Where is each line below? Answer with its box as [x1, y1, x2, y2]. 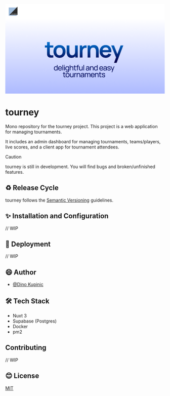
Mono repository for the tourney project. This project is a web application [5, 123, 158, 129]
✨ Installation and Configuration [5, 212, 109, 220]
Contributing [5, 343, 47, 352]
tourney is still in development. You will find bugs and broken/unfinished [5, 164, 156, 170]
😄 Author [5, 268, 36, 276]
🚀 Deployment [5, 240, 51, 248]
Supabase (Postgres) [12, 318, 57, 324]
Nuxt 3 [12, 313, 27, 319]
